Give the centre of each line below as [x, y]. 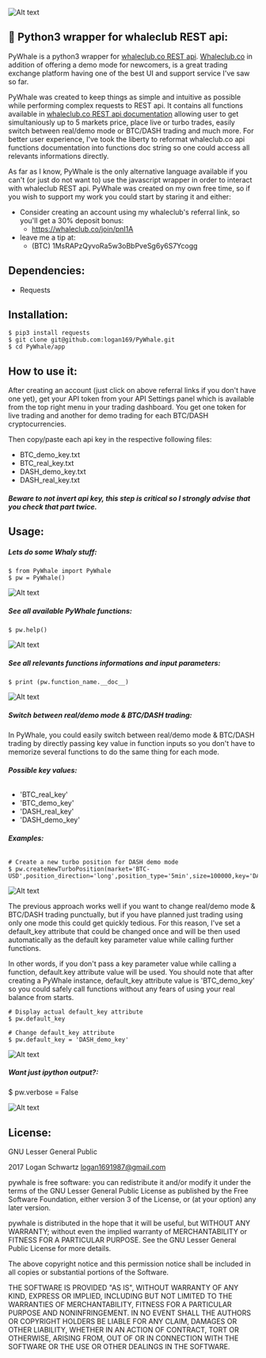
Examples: [26, 838]
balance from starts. [41, 997]
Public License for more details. [60, 1248]
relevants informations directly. [59, 156]
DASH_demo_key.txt [53, 471]
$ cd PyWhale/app [37, 347]
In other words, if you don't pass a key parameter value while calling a [122, 964]
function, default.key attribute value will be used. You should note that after [131, 971]
